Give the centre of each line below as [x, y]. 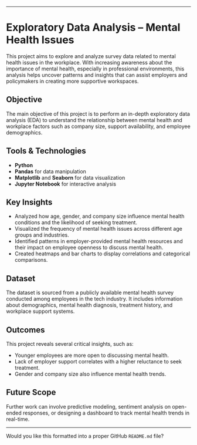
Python [24, 165]
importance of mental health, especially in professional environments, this [95, 69]
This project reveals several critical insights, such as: [70, 344]
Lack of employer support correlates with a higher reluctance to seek [98, 361]
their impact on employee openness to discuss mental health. [89, 248]
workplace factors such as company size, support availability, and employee [98, 126]
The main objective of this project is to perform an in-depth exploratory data [98, 114]
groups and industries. [42, 235]
